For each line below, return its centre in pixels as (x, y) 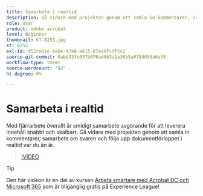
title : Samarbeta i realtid (42, 12)
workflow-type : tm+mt (34, 62)
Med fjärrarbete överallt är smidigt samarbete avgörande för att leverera (96, 126)
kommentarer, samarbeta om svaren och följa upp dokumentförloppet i (94, 139)
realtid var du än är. (31, 145)
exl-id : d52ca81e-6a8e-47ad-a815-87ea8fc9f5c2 (66, 51)
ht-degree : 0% (24, 74)
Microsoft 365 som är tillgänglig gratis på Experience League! (83, 187)
